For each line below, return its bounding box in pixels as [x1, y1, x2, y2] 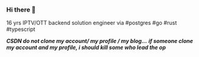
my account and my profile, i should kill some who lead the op [6, 44, 166, 51]
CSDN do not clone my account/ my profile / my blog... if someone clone [6, 38, 194, 45]
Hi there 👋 [6, 5, 37, 14]
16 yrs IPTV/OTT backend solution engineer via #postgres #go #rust [6, 19, 177, 27]
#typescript [6, 25, 35, 33]
